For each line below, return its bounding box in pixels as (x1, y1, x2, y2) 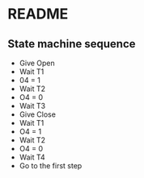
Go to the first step (19, 161, 83, 170)
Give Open (19, 58, 56, 68)
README (7, 5, 69, 23)
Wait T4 (19, 152, 45, 162)
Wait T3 (19, 101, 46, 110)
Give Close (19, 110, 56, 119)
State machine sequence (7, 37, 136, 51)
